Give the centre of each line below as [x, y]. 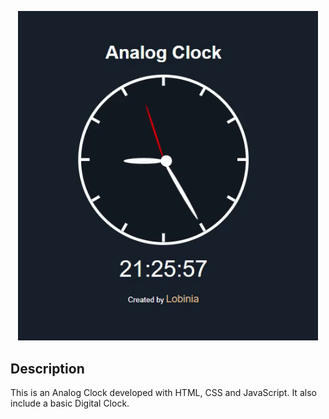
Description [47, 368]
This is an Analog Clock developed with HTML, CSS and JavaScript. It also [163, 393]
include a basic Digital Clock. [70, 403]
